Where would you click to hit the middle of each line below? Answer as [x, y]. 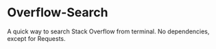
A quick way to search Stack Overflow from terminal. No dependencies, [108, 31]
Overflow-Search [58, 13]
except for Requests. [37, 38]
